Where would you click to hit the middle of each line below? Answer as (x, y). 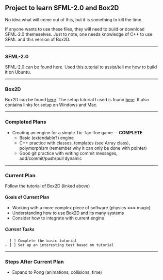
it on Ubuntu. (18, 72)
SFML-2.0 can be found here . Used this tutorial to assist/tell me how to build (81, 67)
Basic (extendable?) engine (47, 138)
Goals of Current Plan (27, 197)
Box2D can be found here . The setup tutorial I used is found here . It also (77, 100)
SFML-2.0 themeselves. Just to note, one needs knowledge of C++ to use (79, 34)
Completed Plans (26, 122)
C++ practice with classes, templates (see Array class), (74, 143)
